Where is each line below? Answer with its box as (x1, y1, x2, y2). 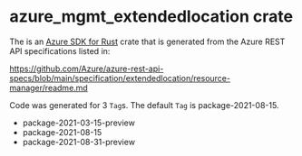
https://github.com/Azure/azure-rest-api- (9, 63, 164, 74)
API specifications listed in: (9, 45, 111, 56)
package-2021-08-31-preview (22, 136, 136, 147)
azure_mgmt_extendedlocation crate (9, 6, 293, 27)
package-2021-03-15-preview (22, 117, 136, 128)
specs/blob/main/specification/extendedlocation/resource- (9, 72, 231, 83)
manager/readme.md (9, 82, 88, 93)
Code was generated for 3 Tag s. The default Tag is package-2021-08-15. (9, 99, 279, 110)
